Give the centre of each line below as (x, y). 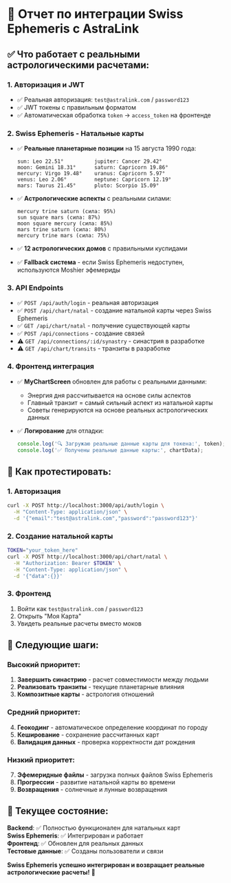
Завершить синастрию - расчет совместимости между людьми (112, 679)
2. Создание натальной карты (60, 536)
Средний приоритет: (44, 712)
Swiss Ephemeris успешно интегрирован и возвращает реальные (106, 864)
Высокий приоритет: (44, 665)
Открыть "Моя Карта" (49, 616)
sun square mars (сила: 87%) (59, 218)
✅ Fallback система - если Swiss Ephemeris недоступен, (100, 262)
